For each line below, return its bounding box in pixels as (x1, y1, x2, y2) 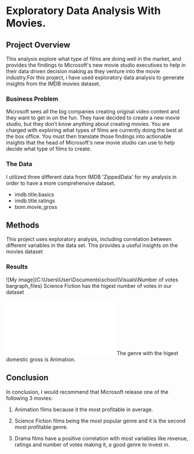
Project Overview (6, 40, 70, 50)
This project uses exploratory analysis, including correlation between (6, 236, 172, 243)
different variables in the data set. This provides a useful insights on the (6, 242, 178, 249)
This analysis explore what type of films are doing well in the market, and (6, 56, 182, 62)
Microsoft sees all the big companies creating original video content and (6, 108, 179, 115)
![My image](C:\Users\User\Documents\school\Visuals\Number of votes (6, 276, 179, 283)
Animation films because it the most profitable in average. (14, 405, 153, 413)
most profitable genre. (14, 423, 68, 431)
